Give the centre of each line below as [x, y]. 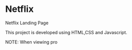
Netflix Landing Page [27, 23]
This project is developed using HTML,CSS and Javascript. [66, 32]
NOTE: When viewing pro [31, 42]
